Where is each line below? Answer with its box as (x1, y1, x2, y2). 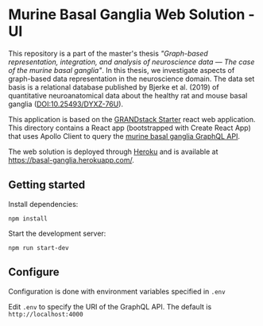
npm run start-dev (8, 244, 69, 251)
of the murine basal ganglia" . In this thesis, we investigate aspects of (8, 65, 235, 75)
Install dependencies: (8, 199, 79, 209)
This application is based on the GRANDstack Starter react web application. (8, 114, 256, 124)
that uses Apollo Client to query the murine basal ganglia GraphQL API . (8, 131, 241, 140)
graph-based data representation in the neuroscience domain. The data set (8, 74, 255, 83)
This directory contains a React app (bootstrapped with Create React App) (8, 123, 252, 132)
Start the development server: (8, 228, 106, 238)
